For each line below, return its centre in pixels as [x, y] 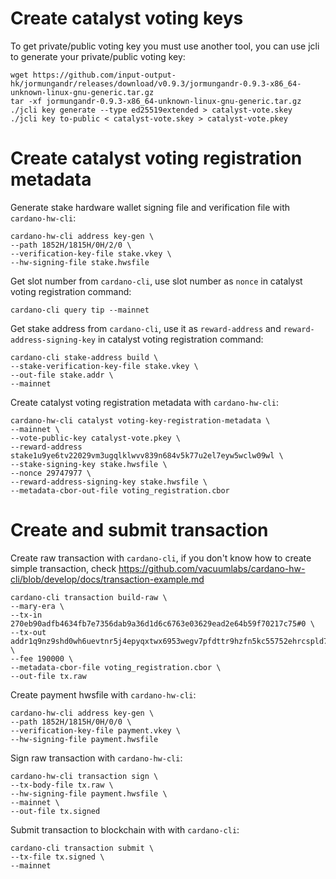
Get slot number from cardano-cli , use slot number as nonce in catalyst [156, 281]
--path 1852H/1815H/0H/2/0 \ [71, 245]
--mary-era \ [37, 606]
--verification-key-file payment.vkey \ [96, 730]
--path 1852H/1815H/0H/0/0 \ [71, 722]
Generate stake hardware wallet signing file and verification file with [150, 207]
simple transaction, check [63, 568]
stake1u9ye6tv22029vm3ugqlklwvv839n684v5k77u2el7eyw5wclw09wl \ [147, 455]
